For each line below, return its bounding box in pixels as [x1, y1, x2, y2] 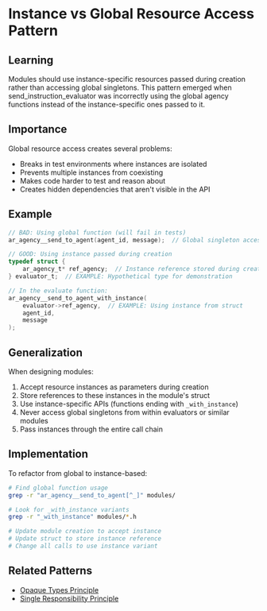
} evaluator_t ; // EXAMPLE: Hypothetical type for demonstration [8, 273, 233, 280]
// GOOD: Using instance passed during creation [8, 250, 172, 258]
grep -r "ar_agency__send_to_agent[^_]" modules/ [8, 491, 176, 499]
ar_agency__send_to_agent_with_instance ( [8, 294, 148, 302]
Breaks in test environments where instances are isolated [19, 159, 207, 168]
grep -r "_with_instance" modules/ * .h [8, 513, 137, 521]
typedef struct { [8, 257, 66, 266]
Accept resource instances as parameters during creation [19, 382, 209, 392]
